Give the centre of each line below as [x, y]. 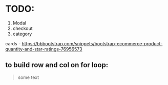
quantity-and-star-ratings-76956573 [44, 49]
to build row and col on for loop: [57, 65]
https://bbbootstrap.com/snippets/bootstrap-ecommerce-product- [92, 43]
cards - [13, 43]
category [22, 34]
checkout [23, 28]
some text [28, 77]
